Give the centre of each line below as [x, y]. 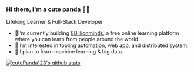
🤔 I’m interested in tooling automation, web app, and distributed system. [102, 45]
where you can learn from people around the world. [77, 39]
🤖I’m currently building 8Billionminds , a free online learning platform [97, 33]
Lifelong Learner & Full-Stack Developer [54, 22]
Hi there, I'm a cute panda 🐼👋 [48, 9]
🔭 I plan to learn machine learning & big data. [69, 52]
